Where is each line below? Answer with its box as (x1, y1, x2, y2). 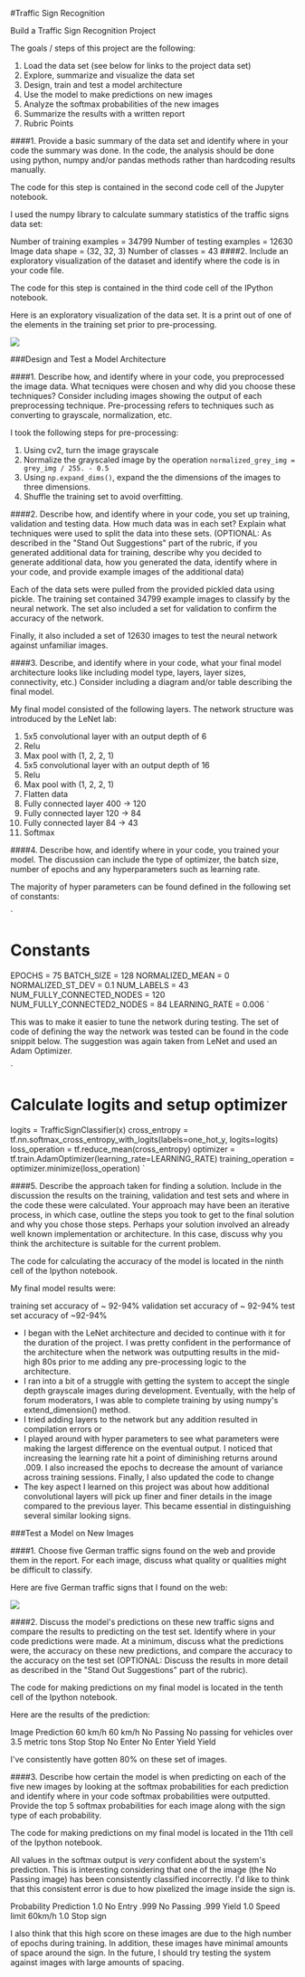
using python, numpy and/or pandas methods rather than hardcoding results (10, 155, 296, 166)
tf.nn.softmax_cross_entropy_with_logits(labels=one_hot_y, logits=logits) (10, 1134, 279, 1145)
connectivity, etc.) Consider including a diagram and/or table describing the (10, 677, 292, 687)
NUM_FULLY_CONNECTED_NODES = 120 (10, 989, 166, 1000)
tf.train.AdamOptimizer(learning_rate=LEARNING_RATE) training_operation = (10, 1153, 295, 1164)
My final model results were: (10, 1282, 117, 1293)
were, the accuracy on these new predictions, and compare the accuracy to (10, 1645, 293, 1656)
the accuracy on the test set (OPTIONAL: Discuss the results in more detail (10, 1655, 289, 1666)
